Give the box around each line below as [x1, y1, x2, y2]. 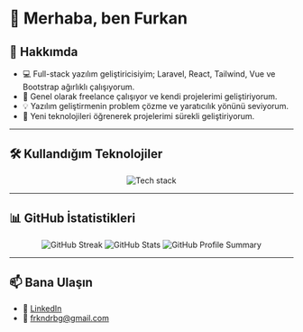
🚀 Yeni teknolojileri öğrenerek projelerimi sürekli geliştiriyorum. [22, 111, 255, 121]
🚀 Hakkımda [9, 44, 78, 60]
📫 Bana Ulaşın [9, 275, 93, 290]
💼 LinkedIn [22, 303, 62, 314]
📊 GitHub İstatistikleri [9, 211, 136, 226]
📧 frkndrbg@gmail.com [22, 313, 110, 324]
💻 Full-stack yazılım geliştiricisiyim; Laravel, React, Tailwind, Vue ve [22, 69, 276, 79]
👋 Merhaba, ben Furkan [9, 8, 188, 29]
